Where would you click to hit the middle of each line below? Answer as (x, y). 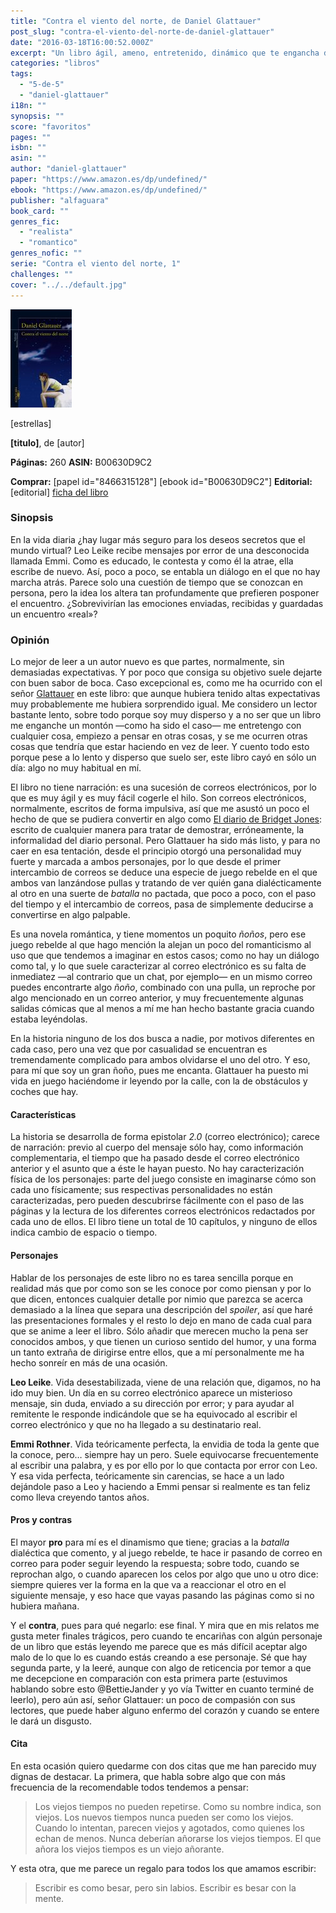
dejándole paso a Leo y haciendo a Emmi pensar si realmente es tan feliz (160, 1486)
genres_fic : (35, 221)
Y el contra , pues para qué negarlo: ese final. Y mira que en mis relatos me (165, 1625)
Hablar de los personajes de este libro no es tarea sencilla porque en (152, 1277)
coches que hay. (44, 1092)
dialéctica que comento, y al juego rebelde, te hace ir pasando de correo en (166, 1552)
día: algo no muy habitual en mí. (76, 768)
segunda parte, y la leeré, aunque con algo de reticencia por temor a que (161, 1667)
